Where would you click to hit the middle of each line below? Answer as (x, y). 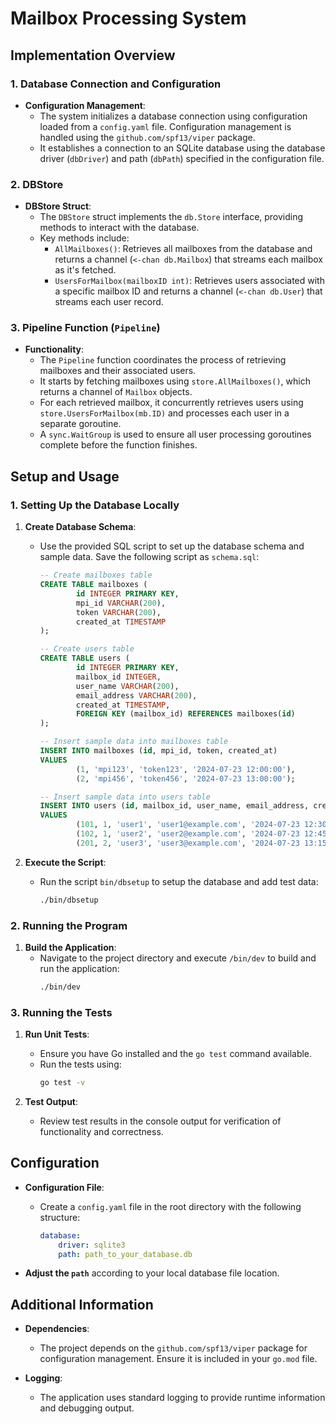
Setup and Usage (65, 476)
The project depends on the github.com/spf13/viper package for (173, 1348)
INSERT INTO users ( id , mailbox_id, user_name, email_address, (174, 806)
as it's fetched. (85, 270)
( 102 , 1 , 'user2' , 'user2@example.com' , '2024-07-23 (187, 834)
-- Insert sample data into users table (125, 797)
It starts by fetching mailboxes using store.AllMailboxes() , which (175, 381)
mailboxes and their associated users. (118, 371)
